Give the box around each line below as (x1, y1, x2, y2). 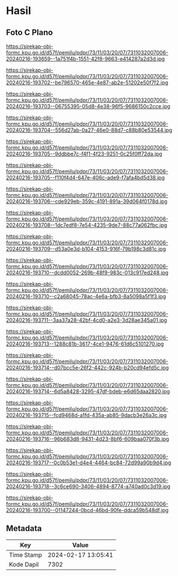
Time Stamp (9, 551, 43, 559)
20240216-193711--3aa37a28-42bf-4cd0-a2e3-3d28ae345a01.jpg (6, 317, 167, 323)
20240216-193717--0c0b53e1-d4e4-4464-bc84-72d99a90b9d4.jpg (6, 459, 172, 466)
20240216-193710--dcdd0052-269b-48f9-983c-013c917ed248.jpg (6, 269, 169, 276)
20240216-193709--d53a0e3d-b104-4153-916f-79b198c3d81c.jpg (6, 246, 166, 252)
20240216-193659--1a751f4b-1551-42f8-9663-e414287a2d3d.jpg (6, 56, 165, 62)
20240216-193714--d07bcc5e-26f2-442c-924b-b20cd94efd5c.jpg (6, 364, 169, 371)
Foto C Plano (6, 27, 53, 37)
